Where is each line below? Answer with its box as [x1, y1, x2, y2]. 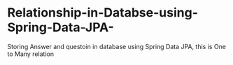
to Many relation [7, 50, 55, 58]
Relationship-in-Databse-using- [7, 5, 198, 21]
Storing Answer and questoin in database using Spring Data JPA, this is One [7, 42, 226, 50]
